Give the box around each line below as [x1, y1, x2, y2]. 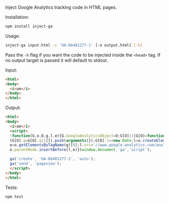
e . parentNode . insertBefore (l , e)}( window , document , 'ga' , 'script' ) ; [10, 147, 152, 152]
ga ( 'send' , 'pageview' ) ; [10, 161, 62, 166]
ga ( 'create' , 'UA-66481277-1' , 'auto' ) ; [10, 157, 96, 162]
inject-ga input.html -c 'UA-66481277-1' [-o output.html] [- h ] [5, 42, 143, 47]
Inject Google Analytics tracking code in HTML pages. [5, 5, 117, 10]
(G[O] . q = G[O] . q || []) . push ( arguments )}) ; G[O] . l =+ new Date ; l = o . [10, 138, 143, 143]
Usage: [5, 33, 20, 39]
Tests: [5, 184, 18, 190]
